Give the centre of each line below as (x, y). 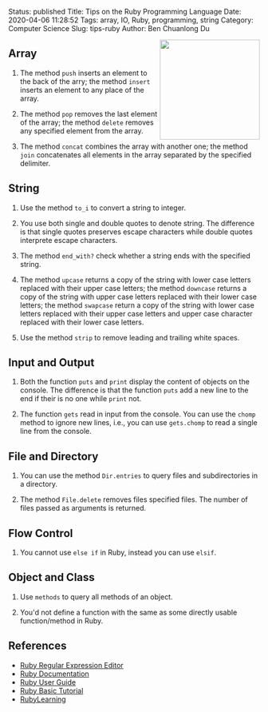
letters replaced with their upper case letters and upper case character (136, 313)
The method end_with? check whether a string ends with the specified (135, 256)
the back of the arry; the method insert (85, 81)
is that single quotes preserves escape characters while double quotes (136, 232)
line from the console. (55, 432)
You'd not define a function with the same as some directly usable (128, 612)
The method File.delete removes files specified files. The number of (134, 499)
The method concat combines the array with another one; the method (134, 146)
